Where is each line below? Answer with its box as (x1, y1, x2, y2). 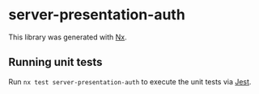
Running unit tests (8, 55, 103, 69)
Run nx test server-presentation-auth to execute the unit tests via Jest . (8, 76, 252, 86)
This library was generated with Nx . (8, 32, 127, 42)
